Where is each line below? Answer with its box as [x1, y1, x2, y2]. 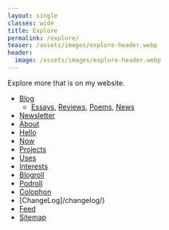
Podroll [18, 178, 43, 188]
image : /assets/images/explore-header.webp [14, 57, 161, 65]
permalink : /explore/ [7, 34, 80, 42]
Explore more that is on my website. [7, 77, 125, 88]
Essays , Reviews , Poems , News [30, 101, 135, 112]
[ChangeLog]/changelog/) [18, 195, 105, 204]
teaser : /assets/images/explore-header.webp [7, 42, 158, 50]
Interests [18, 161, 49, 171]
